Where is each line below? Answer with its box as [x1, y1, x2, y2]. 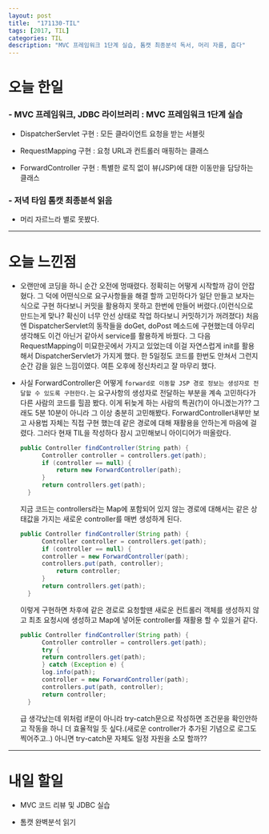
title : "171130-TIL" [8, 19, 81, 27]
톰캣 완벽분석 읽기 [19, 817, 76, 827]
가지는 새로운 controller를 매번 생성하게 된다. [41, 514, 183, 523]
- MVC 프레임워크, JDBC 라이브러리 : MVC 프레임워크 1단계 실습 [8, 109, 243, 120]
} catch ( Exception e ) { [41, 661, 125, 669]
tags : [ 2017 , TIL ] [8, 26, 70, 34]
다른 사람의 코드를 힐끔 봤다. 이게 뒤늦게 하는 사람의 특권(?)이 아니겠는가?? [19, 398, 252, 407]
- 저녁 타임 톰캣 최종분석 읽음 [8, 194, 113, 206]
